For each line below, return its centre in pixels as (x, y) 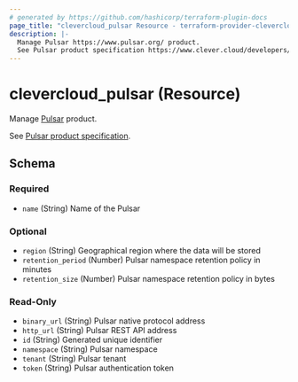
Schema (32, 164)
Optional (28, 231)
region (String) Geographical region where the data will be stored (141, 251)
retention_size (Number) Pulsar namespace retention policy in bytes (148, 279)
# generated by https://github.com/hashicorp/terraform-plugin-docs (138, 17)
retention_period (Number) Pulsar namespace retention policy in (141, 260)
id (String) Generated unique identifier (92, 340)
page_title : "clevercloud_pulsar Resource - (93, 26)
